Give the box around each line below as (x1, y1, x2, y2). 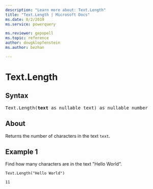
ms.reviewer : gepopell (5, 31, 54, 36)
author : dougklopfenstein (5, 40, 60, 46)
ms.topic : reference (5, 36, 49, 41)
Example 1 (5, 147, 38, 156)
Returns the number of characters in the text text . (5, 133, 111, 139)
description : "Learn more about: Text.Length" (5, 7, 106, 13)
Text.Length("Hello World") (5, 171, 65, 176)
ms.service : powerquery (5, 21, 56, 27)
